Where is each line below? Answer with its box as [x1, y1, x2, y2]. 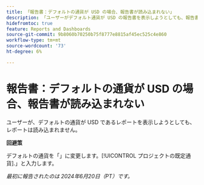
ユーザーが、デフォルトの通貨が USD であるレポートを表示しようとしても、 [6, 118, 195, 125]
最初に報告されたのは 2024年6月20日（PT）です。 [6, 172, 134, 180]
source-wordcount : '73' [6, 43, 67, 49]
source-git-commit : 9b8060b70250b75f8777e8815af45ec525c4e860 [6, 32, 167, 38]
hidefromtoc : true [6, 20, 53, 26]
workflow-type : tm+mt [6, 37, 61, 43]
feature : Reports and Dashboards [6, 26, 91, 32]
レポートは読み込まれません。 [6, 126, 81, 133]
